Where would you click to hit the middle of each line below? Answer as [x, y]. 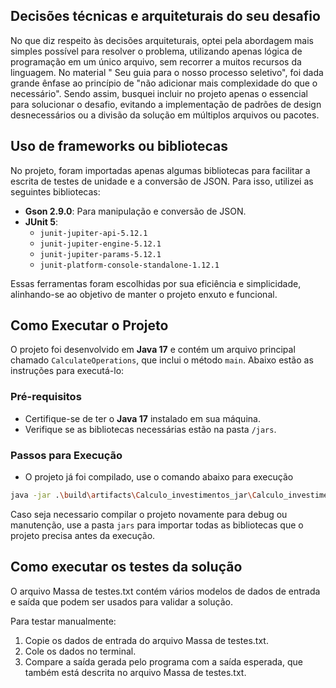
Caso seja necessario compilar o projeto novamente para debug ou [149, 514]
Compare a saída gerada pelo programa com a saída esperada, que [163, 661]
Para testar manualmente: [63, 621]
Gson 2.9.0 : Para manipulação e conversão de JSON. [135, 211]
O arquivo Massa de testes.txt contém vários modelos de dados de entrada [165, 591]
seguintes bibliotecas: [55, 191]
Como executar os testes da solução [126, 567]
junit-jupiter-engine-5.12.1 [100, 244]
